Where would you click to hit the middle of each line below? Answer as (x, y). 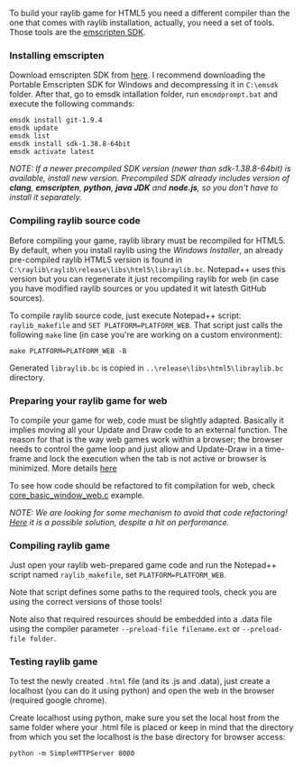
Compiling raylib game (60, 545)
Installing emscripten (57, 55)
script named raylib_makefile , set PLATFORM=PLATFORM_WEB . (118, 575)
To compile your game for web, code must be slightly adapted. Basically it (147, 420)
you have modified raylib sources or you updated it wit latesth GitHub (138, 288)
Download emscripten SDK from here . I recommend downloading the (138, 75)
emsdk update (34, 128)
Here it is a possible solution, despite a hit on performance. (119, 522)
